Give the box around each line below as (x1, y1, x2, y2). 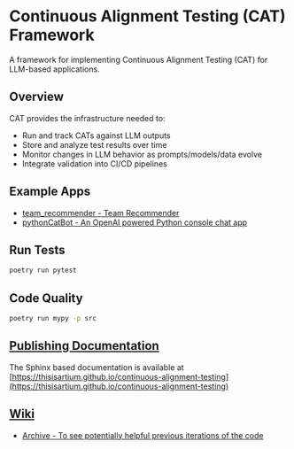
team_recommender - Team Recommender (21, 207, 180, 218)
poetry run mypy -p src (9, 314, 97, 323)
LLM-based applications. (9, 64, 100, 74)
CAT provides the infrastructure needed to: (9, 112, 166, 123)
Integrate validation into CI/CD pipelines (21, 158, 168, 169)
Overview (9, 89, 65, 105)
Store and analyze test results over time (21, 139, 167, 150)
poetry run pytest (9, 266, 77, 275)
